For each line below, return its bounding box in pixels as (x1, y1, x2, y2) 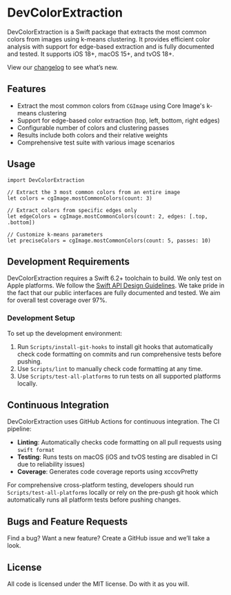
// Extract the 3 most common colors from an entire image (7, 189, 181, 196)
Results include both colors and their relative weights (17, 131, 168, 139)
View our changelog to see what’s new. (7, 63, 119, 71)
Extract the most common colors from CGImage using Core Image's (17, 102, 205, 110)
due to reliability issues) (17, 460, 85, 469)
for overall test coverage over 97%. (7, 296, 108, 305)
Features (7, 83, 46, 95)
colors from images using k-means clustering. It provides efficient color (7, 35, 210, 43)
